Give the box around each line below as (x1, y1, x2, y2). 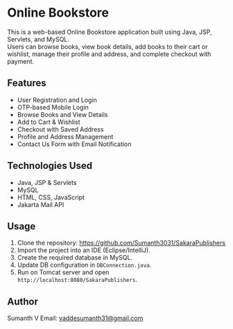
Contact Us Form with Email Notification (17, 140, 132, 148)
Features (7, 78, 46, 89)
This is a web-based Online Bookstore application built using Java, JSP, (7, 28, 212, 36)
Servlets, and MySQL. (7, 35, 69, 43)
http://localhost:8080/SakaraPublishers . (17, 276, 137, 284)
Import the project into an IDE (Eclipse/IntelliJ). (17, 246, 150, 254)
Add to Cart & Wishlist (17, 118, 80, 126)
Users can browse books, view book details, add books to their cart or (7, 42, 208, 51)
